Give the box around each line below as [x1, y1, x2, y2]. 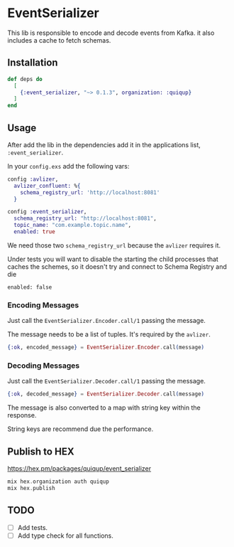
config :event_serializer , [7, 208, 87, 216]
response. [7, 411, 37, 420]
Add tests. [17, 523, 48, 531]
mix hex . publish [7, 484, 55, 492]
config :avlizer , [7, 176, 59, 183]
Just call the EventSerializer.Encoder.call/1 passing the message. [7, 317, 206, 325]
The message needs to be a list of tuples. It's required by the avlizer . [7, 330, 211, 339]
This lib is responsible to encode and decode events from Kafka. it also [7, 28, 215, 37]
